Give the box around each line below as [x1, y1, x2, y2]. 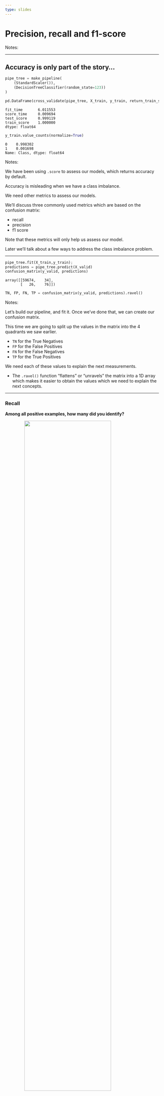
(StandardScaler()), [14, 81, 56, 86]
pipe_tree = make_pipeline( [5, 76, 62, 81]
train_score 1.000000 [5, 120, 56, 125]
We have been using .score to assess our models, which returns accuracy [5, 168, 155, 174]
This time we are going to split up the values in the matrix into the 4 [5, 323, 141, 330]
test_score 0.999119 [5, 116, 56, 121]
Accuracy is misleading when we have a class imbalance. [5, 183, 121, 189]
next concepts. [12, 383, 42, 389]
